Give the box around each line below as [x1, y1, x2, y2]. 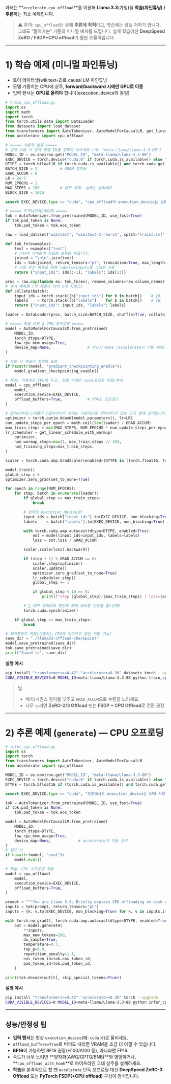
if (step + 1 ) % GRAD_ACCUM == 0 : [23, 557, 97, 562]
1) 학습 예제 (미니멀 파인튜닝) [5, 59, 119, 71]
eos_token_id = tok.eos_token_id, [23, 956, 93, 961]
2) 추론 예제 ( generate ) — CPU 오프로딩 [5, 727, 164, 738]
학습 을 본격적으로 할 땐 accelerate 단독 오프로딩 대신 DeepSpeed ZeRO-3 [12, 1066, 163, 1073]
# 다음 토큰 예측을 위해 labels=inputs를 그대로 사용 [14, 265, 115, 270]
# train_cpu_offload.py [5, 100, 56, 105]
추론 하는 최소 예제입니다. [5, 11, 54, 17]
